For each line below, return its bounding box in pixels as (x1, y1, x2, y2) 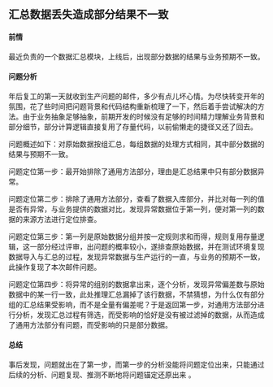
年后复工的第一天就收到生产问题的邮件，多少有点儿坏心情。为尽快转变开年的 (8, 91, 265, 101)
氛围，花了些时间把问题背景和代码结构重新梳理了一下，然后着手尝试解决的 (8, 101, 258, 111)
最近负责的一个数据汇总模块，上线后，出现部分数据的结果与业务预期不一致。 (8, 51, 265, 61)
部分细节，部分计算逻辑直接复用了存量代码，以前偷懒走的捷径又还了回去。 (8, 121, 258, 132)
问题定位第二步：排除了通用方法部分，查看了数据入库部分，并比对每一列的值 (8, 193, 265, 203)
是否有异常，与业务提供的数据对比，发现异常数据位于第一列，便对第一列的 (8, 204, 258, 214)
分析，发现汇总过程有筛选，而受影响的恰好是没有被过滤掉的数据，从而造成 (15, 310, 265, 320)
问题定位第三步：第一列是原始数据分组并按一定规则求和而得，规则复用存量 (8, 231, 258, 241)
